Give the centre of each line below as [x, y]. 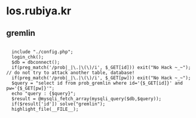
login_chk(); [28, 57]
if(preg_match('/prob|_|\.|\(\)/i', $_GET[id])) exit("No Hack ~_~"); [101, 67]
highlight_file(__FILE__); [45, 109]
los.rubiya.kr [39, 11]
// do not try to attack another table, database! [71, 73]
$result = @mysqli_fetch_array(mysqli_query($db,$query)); [87, 99]
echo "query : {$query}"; [44, 94]
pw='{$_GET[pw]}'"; [30, 88]
